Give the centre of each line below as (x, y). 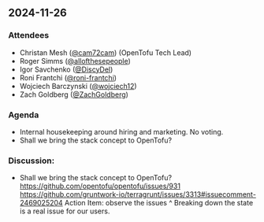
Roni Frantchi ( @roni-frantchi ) (68, 77)
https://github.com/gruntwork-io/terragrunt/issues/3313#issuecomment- (138, 194)
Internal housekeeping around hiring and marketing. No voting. (121, 131)
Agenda (24, 115)
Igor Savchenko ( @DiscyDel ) (66, 69)
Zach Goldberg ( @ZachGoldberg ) (74, 94)
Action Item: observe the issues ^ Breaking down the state (159, 203)
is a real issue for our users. (65, 211)
